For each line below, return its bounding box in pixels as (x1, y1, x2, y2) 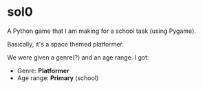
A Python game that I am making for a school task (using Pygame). (7, 27, 196, 35)
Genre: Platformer (17, 66, 70, 75)
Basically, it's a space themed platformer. (7, 40, 124, 48)
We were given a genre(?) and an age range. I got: (7, 53, 149, 62)
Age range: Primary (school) (17, 73, 99, 82)
